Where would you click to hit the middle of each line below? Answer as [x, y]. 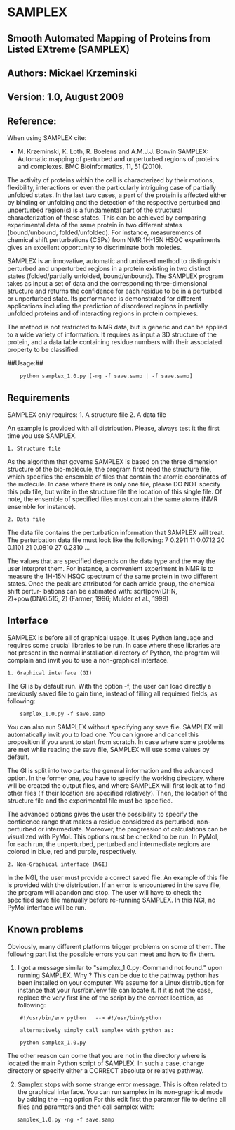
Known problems [46, 930]
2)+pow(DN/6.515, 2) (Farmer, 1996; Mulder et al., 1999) [88, 598]
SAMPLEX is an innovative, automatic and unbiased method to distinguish [114, 261]
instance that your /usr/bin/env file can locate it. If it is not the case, [115, 990]
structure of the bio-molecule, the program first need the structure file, [109, 469]
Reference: [32, 121]
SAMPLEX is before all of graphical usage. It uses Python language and [110, 637]
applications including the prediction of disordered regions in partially [108, 306]
